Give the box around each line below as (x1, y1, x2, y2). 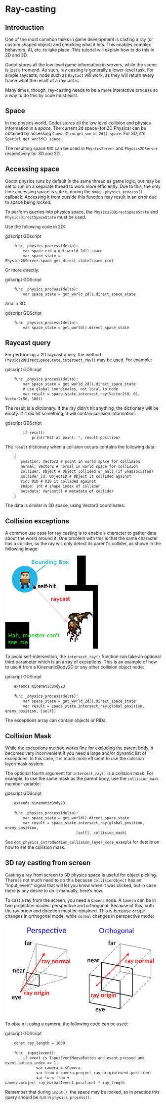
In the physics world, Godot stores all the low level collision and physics (5, 120, 151, 126)
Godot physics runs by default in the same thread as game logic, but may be (5, 178, 161, 184)
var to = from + (36, 1075, 70, 1080)
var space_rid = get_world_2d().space (23, 248, 103, 253)
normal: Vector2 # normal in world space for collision (20, 464, 138, 469)
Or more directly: (5, 267, 40, 273)
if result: (23, 430, 45, 436)
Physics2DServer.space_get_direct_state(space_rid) (5, 258, 114, 263)
